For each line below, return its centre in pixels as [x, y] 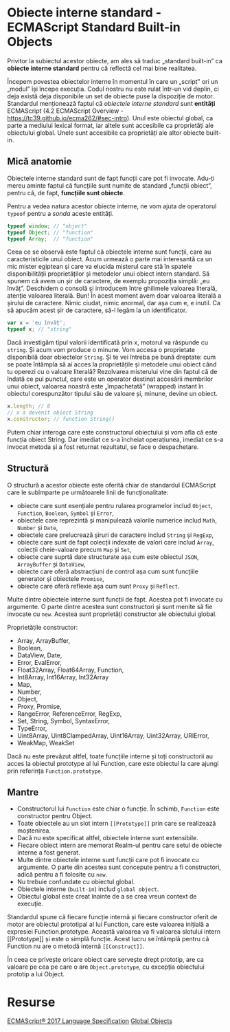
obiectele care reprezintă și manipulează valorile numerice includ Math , [117, 520]
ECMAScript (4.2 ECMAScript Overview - [65, 111]
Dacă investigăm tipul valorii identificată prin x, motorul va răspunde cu [107, 342]
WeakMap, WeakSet [46, 743]
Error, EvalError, [39, 662]
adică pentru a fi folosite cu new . [62, 875]
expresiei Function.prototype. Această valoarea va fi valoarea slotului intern [114, 932]
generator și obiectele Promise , [60, 578]
